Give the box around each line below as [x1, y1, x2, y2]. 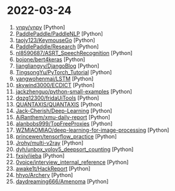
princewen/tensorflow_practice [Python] [15, 132, 117, 140]
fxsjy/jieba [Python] [15, 152, 65, 159]
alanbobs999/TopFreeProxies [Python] [15, 120, 113, 127]
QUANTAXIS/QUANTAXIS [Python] [15, 100, 102, 108]
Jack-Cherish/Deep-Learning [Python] [15, 107, 113, 114]
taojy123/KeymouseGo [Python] [15, 36, 96, 44]
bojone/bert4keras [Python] [15, 56, 85, 63]
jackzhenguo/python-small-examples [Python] [15, 88, 133, 95]
